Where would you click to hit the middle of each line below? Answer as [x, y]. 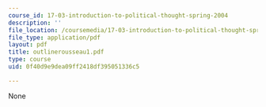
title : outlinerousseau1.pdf [56, 52]
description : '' [35, 23]
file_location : [33, 30]
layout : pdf [28, 45]
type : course [30, 60]
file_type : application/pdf [55, 37]
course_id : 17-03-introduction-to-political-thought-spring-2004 [118, 15]
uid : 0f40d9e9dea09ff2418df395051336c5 [74, 67]
